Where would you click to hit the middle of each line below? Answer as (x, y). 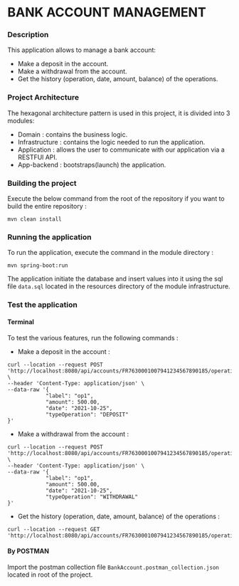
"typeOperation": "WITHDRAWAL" (92, 497)
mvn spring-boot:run (38, 266)
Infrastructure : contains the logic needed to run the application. (111, 142)
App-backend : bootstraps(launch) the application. (92, 164)
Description (28, 35)
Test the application (43, 305)
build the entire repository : (47, 206)
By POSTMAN (28, 551)
